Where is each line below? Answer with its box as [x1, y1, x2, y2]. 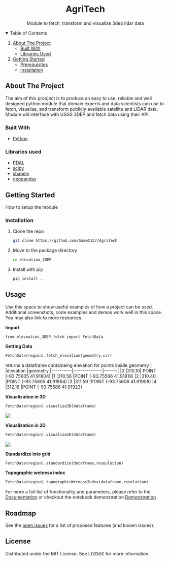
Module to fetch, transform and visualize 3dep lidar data [26, 20, 144, 26]
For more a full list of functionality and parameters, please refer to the [5, 489, 151, 495]
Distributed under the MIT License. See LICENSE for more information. [5, 550, 150, 556]
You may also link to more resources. [5, 315, 83, 321]
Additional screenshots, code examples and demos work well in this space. [5, 309, 162, 315]
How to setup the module [5, 204, 58, 210]
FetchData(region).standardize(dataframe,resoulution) [5, 460, 124, 465]
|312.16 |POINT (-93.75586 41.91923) [5, 384, 83, 390]
